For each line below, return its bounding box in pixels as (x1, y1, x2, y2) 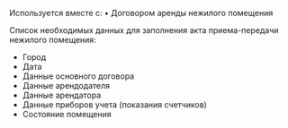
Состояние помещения (22, 109, 112, 119)
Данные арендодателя (22, 81, 111, 90)
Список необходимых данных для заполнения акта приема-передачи (9, 25, 279, 35)
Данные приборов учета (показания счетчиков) (22, 99, 207, 110)
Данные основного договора (22, 71, 135, 81)
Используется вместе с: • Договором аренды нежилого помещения (9, 8, 274, 18)
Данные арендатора (22, 90, 102, 100)
